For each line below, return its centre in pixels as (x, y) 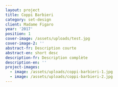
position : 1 (18, 34)
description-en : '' (26, 62)
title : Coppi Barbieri (29, 15)
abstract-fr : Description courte (41, 48)
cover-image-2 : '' (25, 43)
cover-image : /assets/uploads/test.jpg (48, 39)
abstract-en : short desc (32, 53)
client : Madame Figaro (29, 24)
